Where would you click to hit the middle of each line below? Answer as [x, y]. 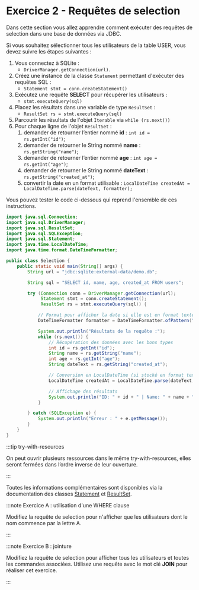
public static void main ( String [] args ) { [70, 266]
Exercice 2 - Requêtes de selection [93, 11]
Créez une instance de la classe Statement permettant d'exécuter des [99, 75]
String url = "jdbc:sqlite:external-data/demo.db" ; [93, 272]
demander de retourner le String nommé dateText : [86, 170]
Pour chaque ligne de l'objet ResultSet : [63, 126]
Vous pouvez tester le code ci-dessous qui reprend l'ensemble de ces [92, 200]
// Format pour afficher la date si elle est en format [108, 315]
